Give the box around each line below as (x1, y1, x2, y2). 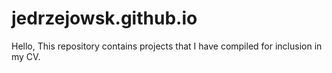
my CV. (11, 50, 41, 62)
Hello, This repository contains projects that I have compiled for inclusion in (11, 40, 323, 52)
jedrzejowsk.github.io (11, 7, 198, 30)
